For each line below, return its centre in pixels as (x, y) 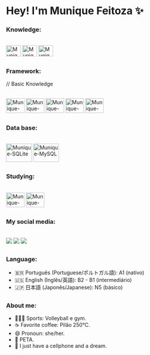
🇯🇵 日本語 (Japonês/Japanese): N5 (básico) (69, 287)
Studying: (21, 177)
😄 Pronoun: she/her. (40, 333)
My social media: (31, 222)
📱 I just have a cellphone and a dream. (61, 346)
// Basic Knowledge (30, 84)
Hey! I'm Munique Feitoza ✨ (75, 11)
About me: (21, 306)
